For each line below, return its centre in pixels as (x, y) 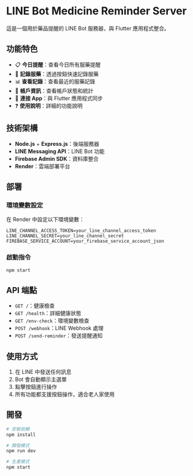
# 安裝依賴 (18, 429)
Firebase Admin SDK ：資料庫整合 (56, 158)
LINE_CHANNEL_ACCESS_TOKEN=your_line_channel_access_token (81, 231)
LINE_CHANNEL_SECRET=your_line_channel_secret (65, 236)
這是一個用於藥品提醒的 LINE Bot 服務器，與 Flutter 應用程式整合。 (88, 28)
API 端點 (22, 290)
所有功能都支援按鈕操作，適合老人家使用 (65, 394)
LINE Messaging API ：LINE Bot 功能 (59, 151)
